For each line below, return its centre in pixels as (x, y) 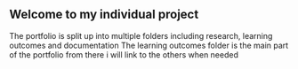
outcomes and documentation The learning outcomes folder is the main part (149, 45)
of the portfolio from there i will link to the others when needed (124, 54)
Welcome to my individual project (104, 15)
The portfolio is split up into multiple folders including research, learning (141, 35)
